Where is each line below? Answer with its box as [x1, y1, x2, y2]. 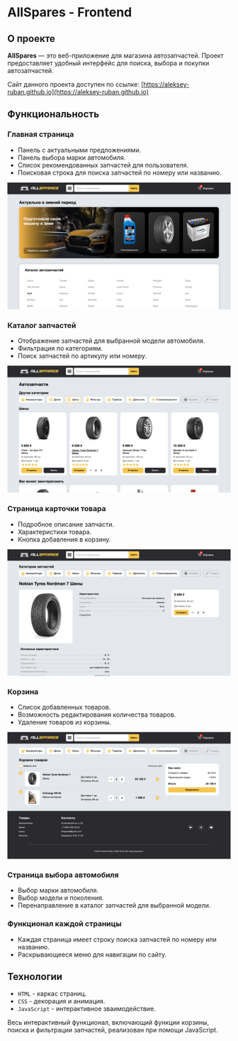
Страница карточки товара [7, 504, 106, 514]
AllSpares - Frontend [7, 4, 132, 21]
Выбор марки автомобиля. [17, 886, 99, 895]
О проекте [7, 33, 55, 45]
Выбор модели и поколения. [17, 893, 104, 902]
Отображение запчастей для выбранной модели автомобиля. [17, 336, 205, 345]
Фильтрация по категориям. [17, 344, 103, 353]
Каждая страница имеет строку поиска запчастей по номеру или [17, 935, 217, 944]
